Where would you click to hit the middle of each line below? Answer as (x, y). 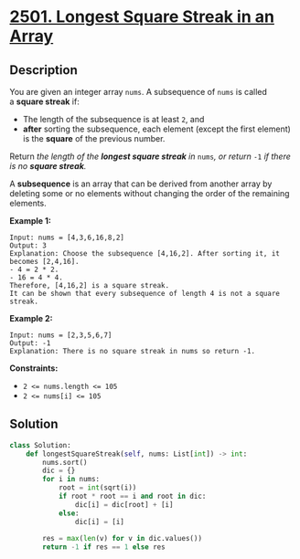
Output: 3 (28, 246)
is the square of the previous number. (94, 138)
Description (43, 70)
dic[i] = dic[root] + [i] (124, 504)
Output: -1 (30, 343)
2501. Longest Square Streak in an (142, 17)
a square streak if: (44, 101)
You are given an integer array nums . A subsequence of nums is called (139, 92)
